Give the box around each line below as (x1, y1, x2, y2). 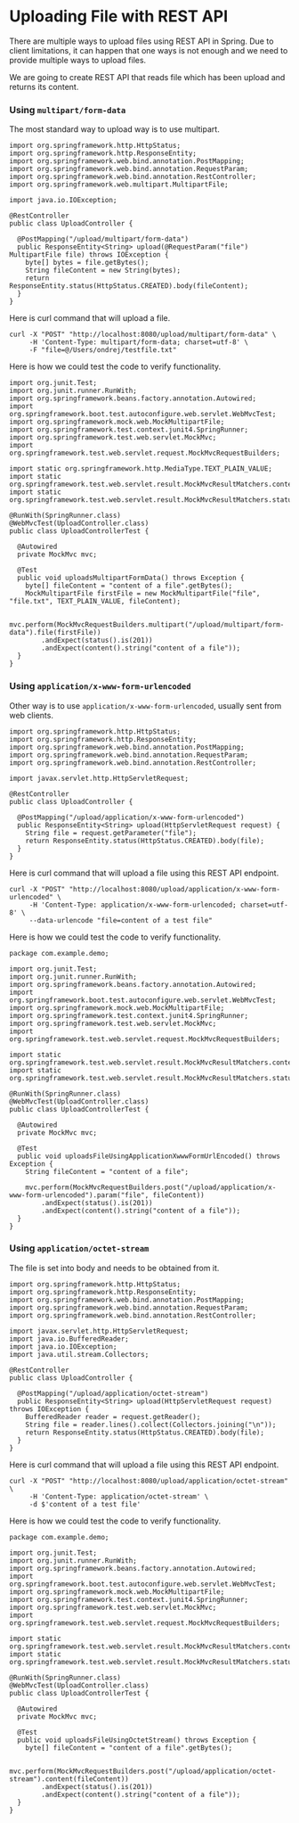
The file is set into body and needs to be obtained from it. (9, 1262, 220, 1273)
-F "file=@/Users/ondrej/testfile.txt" (28, 346, 177, 355)
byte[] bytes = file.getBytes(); (25, 259, 149, 267)
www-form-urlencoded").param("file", (9, 1190, 149, 1200)
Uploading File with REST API (9, 6, 229, 27)
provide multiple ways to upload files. (9, 54, 147, 65)
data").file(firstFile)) (9, 628, 101, 637)
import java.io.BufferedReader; (9, 1334, 129, 1343)
